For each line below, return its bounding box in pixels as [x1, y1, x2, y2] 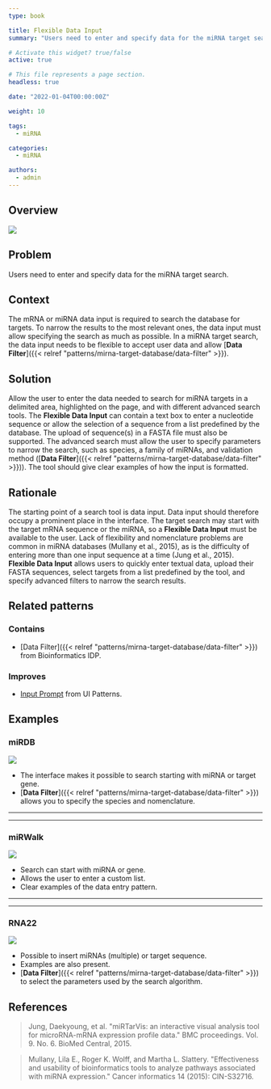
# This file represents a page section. [8, 70, 147, 79]
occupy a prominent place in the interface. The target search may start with [8, 515, 260, 526]
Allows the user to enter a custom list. [19, 873, 146, 883]
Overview [8, 204, 59, 217]
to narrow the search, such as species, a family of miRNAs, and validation [8, 445, 253, 455]
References [8, 1000, 68, 1014]
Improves [8, 670, 47, 682]
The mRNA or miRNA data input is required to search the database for [8, 314, 240, 324]
